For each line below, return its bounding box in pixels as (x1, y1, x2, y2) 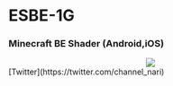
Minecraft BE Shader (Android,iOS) (8, 38, 164, 50)
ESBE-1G (8, 5, 76, 26)
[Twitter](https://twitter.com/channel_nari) (8, 66, 165, 77)
